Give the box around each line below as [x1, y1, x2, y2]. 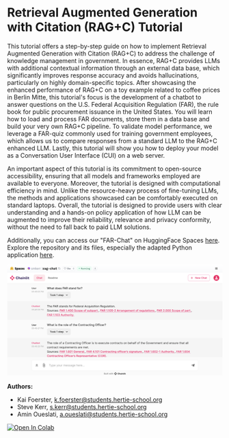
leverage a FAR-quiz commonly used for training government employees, [7, 129, 213, 138]
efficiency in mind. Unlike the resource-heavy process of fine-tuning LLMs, [7, 186, 219, 195]
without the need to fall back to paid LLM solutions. [7, 223, 152, 231]
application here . [7, 250, 55, 258]
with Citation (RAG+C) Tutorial [7, 19, 183, 35]
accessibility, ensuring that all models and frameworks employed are [7, 171, 200, 180]
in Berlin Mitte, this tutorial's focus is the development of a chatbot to [7, 93, 202, 101]
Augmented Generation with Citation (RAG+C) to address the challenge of [7, 49, 215, 58]
